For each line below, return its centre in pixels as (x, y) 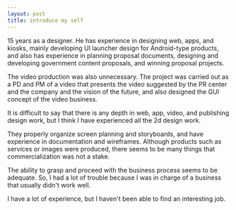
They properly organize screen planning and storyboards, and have (105, 134)
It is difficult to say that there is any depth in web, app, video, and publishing (118, 113)
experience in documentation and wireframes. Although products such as (114, 141)
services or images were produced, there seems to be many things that (111, 149)
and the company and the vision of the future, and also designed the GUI (113, 92)
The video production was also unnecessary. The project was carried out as (118, 76)
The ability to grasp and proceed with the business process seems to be (112, 170)
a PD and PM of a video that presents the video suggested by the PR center (117, 84)
